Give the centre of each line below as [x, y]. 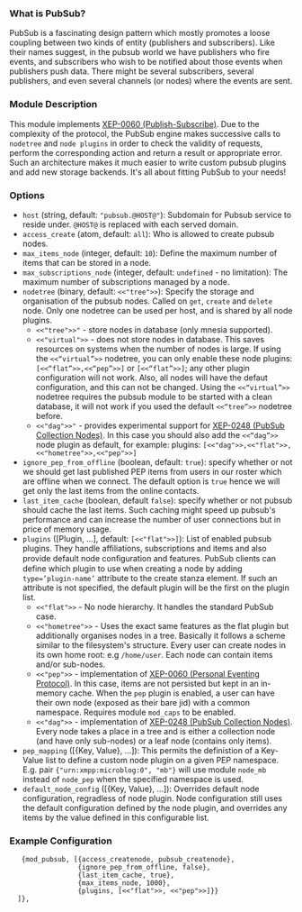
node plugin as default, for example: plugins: [118, 444]
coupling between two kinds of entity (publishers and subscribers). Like [142, 42]
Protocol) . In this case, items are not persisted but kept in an [147, 683]
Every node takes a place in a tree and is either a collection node [155, 731]
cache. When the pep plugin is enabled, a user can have [172, 693]
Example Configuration [61, 841]
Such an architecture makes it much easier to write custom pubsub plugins [148, 162]
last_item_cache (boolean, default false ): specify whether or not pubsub [157, 500]
